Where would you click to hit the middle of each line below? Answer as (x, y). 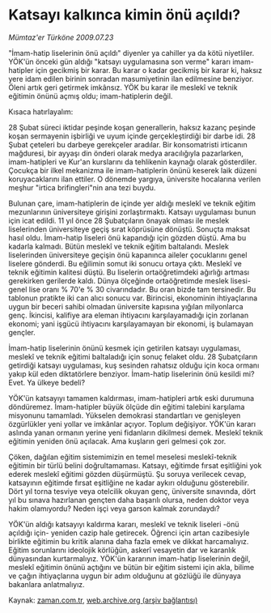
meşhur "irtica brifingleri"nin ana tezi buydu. (82, 187)
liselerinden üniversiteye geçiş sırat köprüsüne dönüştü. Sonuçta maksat (129, 229)
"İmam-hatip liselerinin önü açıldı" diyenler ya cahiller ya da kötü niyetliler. (131, 53)
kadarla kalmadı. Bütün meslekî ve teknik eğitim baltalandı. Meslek (119, 246)
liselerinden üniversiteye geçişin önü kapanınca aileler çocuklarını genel (128, 255)
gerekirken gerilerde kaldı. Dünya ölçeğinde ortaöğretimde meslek (119, 280)
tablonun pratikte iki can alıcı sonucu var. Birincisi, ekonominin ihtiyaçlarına (133, 298)
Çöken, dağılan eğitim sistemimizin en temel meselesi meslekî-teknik (123, 457)
